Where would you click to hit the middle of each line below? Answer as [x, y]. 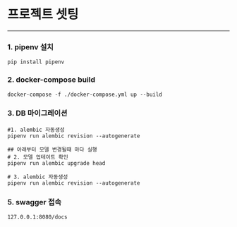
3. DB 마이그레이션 [37, 114]
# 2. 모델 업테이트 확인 [38, 157]
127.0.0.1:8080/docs [38, 217]
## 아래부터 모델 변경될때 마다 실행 [52, 149]
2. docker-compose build [51, 80]
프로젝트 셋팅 [43, 14]
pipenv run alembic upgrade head [56, 163]
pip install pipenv [36, 62]
